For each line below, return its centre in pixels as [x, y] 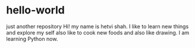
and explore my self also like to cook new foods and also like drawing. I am [98, 32]
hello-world [36, 10]
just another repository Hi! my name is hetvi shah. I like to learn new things [97, 26]
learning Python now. [32, 39]
